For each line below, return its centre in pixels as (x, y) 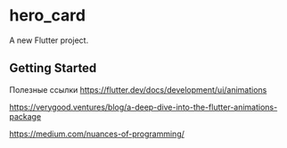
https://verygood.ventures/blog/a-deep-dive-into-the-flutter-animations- (143, 107)
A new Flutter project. (49, 40)
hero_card (48, 16)
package (25, 116)
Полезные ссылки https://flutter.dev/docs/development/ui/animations (138, 89)
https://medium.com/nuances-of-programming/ (97, 134)
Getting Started (53, 68)
